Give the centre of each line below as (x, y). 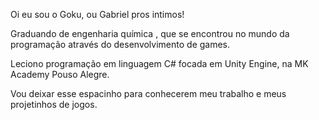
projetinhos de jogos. (54, 104)
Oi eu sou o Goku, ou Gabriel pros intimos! (97, 14)
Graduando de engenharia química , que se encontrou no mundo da (150, 33)
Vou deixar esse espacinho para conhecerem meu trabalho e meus (148, 93)
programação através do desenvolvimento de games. (120, 44)
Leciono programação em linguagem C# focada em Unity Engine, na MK (159, 63)
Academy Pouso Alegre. (60, 74)
